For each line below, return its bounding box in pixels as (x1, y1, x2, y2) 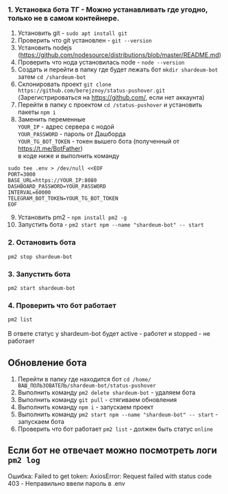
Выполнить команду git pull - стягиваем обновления (17, 396, 177, 403)
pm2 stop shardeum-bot (8, 253, 73, 260)
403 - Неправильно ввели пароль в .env (8, 479, 125, 487)
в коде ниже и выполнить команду (17, 152, 120, 160)
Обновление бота (8, 357, 88, 368)
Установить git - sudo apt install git (17, 29, 128, 37)
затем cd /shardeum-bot (17, 73, 86, 81)
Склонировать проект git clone (17, 80, 112, 89)
